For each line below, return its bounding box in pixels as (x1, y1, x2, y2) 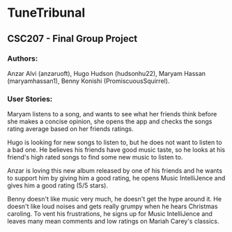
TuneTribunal (7, 5, 86, 21)
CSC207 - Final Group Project (7, 33, 138, 45)
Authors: (7, 54, 38, 63)
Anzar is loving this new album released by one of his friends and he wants (7, 167, 223, 175)
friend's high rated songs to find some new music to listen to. (7, 153, 183, 162)
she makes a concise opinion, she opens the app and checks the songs (7, 117, 212, 126)
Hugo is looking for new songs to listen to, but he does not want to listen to (7, 138, 222, 147)
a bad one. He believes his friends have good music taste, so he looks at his (7, 146, 225, 154)
